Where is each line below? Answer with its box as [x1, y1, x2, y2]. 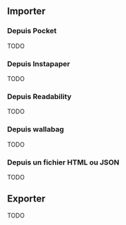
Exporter [7, 193, 46, 205]
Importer [7, 6, 46, 17]
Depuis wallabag [7, 125, 64, 134]
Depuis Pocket [7, 26, 57, 36]
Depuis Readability [7, 92, 72, 101]
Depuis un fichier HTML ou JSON [7, 158, 120, 167]
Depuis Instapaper [7, 58, 70, 68]
